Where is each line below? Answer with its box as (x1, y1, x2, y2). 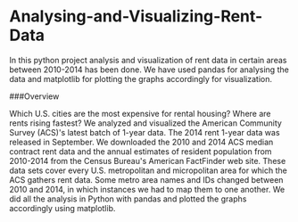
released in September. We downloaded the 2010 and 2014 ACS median (9, 136, 274, 147)
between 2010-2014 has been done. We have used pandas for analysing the (9, 64, 290, 75)
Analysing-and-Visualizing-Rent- (9, 6, 263, 27)
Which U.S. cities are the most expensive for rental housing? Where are (9, 108, 271, 119)
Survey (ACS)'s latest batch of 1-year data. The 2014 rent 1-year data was (9, 127, 280, 137)
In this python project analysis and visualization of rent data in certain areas (9, 54, 287, 65)
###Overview (9, 91, 60, 102)
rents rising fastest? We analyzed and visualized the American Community (9, 118, 283, 128)
